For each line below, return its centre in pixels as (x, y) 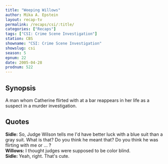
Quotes (17, 122)
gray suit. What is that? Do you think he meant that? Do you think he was (82, 139)
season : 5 (16, 53)
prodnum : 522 (19, 67)
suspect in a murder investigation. (41, 106)
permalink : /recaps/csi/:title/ (40, 24)
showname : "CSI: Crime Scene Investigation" (54, 44)
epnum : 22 (16, 58)
